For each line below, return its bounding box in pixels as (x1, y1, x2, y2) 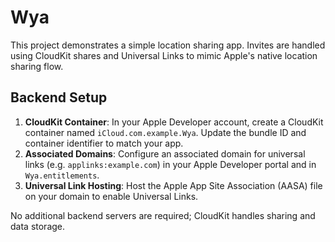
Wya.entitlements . (24, 169, 100, 181)
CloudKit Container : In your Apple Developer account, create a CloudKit (24, 116, 324, 128)
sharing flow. (10, 60, 64, 72)
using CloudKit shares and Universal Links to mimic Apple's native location (10, 49, 318, 61)
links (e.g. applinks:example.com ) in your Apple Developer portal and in (24, 158, 317, 170)
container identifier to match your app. (24, 137, 184, 149)
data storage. (10, 220, 66, 232)
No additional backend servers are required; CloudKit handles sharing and (10, 209, 316, 221)
